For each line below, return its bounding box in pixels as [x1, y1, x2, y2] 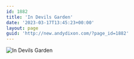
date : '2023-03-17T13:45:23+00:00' [6, 19, 95, 25]
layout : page [6, 25, 39, 31]
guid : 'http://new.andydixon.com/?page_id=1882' [6, 31, 129, 37]
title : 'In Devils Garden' [6, 14, 73, 20]
